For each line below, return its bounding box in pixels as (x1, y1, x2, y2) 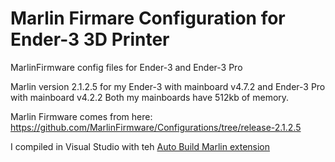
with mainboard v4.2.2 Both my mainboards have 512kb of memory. (10, 91, 290, 103)
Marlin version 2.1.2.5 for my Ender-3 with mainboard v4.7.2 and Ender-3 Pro (10, 80, 326, 92)
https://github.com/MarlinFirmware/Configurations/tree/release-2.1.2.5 (10, 121, 302, 133)
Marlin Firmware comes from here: (10, 110, 153, 122)
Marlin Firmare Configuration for (10, 7, 286, 30)
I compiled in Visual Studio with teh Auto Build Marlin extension (10, 140, 271, 152)
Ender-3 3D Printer (10, 28, 170, 51)
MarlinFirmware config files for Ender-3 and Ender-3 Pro (10, 61, 243, 73)
